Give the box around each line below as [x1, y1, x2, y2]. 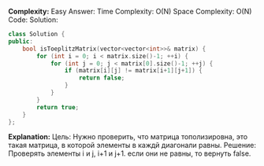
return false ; [78, 74, 125, 82]
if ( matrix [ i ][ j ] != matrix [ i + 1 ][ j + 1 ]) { [64, 67, 203, 75]
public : [8, 37, 34, 46]
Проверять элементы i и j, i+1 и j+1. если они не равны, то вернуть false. [8, 149, 251, 158]
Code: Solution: [8, 15, 59, 24]
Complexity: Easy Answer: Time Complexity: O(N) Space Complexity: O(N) [8, 7, 252, 16]
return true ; [36, 103, 80, 111]
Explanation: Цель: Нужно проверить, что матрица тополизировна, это [8, 132, 248, 142]
